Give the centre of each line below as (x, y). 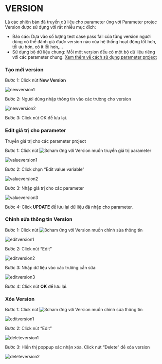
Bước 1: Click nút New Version (36, 80)
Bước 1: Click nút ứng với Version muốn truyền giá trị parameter (78, 150)
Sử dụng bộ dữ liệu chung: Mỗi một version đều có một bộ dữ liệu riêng (84, 52)
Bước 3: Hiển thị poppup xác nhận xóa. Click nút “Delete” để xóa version (78, 347)
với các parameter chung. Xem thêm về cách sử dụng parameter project (84, 57)
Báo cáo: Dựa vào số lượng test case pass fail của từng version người (81, 36)
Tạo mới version (24, 69)
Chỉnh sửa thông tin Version (39, 219)
